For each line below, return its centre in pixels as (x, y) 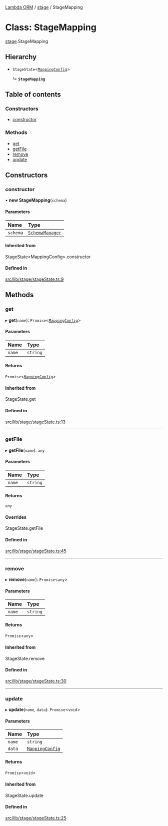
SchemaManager (45, 233)
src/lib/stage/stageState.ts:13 (35, 422)
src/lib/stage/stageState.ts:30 (36, 681)
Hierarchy (21, 57)
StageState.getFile (24, 528)
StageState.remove (25, 658)
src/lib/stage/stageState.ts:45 (36, 551)
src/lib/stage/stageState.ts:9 (34, 279)
